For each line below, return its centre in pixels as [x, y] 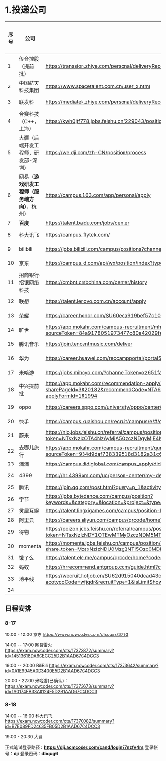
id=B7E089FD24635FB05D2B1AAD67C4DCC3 [53, 726]
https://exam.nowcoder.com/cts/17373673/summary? [60, 686]
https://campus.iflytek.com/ [78, 234]
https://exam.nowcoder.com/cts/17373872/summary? [60, 650]
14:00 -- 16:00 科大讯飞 [29, 716]
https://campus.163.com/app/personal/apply [98, 195]
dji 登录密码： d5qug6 [36, 753]
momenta [30, 546]
